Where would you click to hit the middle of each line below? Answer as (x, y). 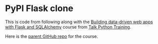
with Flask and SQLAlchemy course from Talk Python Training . (68, 27)
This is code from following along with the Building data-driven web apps (79, 22)
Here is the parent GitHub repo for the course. (52, 36)
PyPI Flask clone (39, 8)
